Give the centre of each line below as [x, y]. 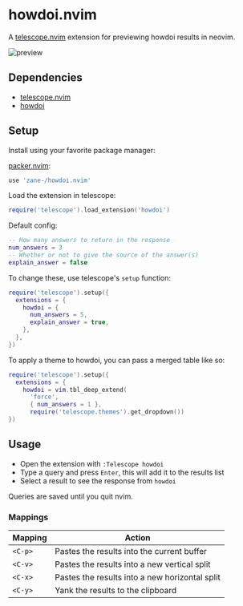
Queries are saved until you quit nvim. [71, 496]
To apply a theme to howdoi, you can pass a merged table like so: [117, 360]
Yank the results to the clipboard [116, 591]
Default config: [33, 225]
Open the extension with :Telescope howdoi [92, 463]
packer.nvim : [30, 165]
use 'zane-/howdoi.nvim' [50, 180]
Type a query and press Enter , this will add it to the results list [122, 472]
